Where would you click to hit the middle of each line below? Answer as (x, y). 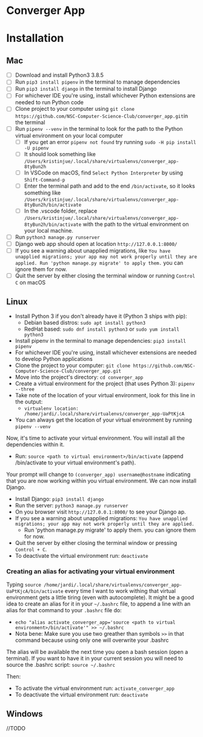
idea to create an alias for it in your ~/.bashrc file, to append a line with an (98, 604)
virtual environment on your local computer (69, 135)
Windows (25, 714)
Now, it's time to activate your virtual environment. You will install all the (95, 438)
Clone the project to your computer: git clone (73, 365)
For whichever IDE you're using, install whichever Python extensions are (105, 96)
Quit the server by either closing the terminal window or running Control (105, 276)
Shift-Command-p (45, 180)
